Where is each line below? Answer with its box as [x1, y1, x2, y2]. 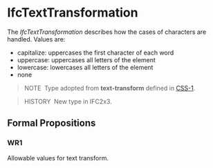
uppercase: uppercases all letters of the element [17, 55, 156, 64]
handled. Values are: [7, 35, 66, 43]
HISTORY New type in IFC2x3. [24, 97, 112, 105]
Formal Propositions [7, 118, 96, 129]
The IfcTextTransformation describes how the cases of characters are [7, 28, 207, 36]
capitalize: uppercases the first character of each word [17, 48, 174, 57]
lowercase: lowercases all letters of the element [17, 63, 154, 71]
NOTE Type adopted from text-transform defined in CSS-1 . [24, 84, 196, 92]
